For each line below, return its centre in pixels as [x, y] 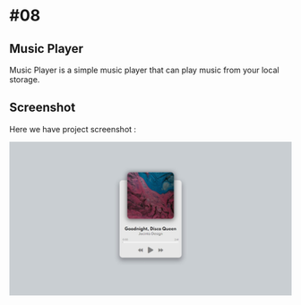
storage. [25, 80]
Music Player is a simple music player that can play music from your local [144, 70]
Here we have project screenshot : [73, 129]
